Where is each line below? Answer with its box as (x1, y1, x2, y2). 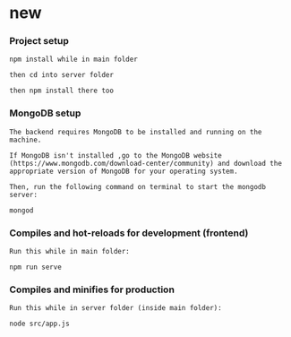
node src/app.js (9, 319, 70, 329)
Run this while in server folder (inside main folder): (9, 304, 222, 313)
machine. (9, 135, 42, 144)
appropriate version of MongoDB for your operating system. (9, 167, 239, 176)
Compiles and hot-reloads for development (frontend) (9, 227, 249, 239)
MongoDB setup (9, 107, 81, 119)
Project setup (9, 35, 69, 48)
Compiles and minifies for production (9, 283, 175, 296)
